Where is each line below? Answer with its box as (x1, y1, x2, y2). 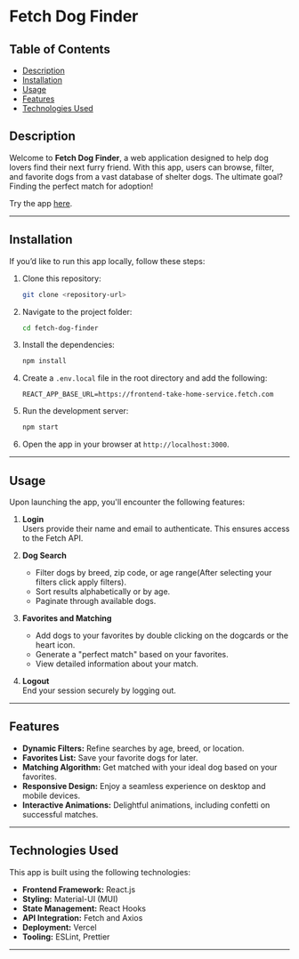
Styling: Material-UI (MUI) (21, 893, 118, 904)
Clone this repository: (21, 273, 101, 284)
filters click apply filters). (35, 576, 127, 587)
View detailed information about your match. (35, 658, 198, 669)
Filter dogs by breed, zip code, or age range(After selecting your (35, 567, 272, 577)
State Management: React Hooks (21, 903, 147, 914)
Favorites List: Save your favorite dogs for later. (21, 752, 198, 762)
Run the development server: (21, 406, 129, 416)
